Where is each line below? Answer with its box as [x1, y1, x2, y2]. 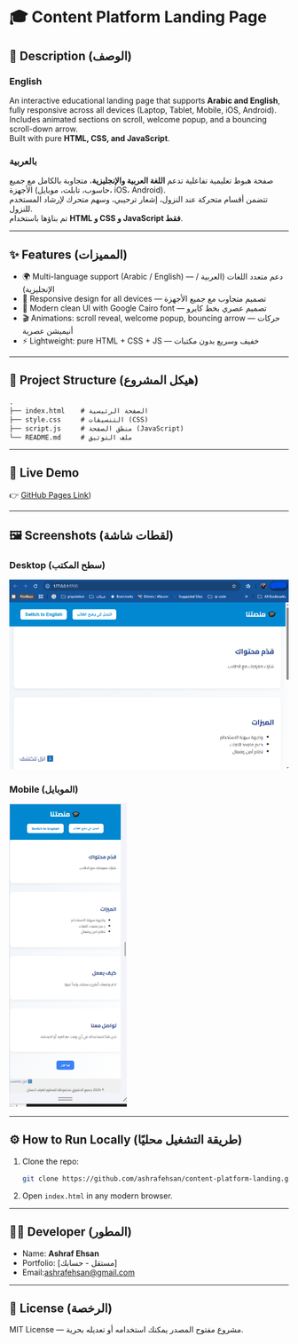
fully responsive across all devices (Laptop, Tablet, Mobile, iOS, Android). [9, 104, 278, 115]
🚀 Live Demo [9, 465, 80, 480]
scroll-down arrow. [9, 123, 78, 134]
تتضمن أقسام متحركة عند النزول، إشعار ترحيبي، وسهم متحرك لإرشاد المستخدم [9, 194, 269, 205]
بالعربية [9, 154, 37, 167]
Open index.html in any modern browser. [21, 1190, 173, 1201]
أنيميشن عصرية [21, 325, 74, 336]
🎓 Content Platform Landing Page [9, 7, 268, 28]
